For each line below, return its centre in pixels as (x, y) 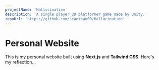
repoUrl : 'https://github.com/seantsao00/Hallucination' (65, 19)
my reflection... (21, 62)
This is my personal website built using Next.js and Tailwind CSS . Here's (80, 57)
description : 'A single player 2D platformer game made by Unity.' (76, 14)
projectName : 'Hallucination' (36, 10)
